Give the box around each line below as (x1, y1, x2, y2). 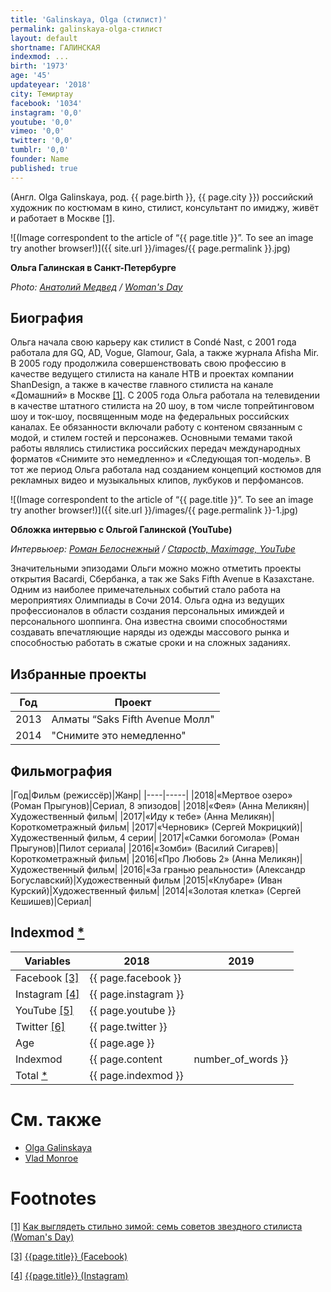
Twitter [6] (15, 1019, 66, 1033)
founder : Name (10, 154, 70, 164)
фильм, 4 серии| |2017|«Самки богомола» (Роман (86, 832, 300, 844)
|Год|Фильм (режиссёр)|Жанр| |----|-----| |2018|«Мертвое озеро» (10, 789, 293, 801)
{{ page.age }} (89, 1036, 155, 1050)
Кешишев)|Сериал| (10, 896, 92, 908)
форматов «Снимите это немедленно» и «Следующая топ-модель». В (10, 453, 312, 465)
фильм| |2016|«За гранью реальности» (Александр (86, 864, 306, 876)
